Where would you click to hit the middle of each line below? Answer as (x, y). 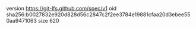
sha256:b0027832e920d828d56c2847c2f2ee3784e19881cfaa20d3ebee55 (98, 14)
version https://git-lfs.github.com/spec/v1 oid (61, 8)
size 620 (48, 21)
